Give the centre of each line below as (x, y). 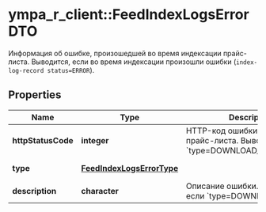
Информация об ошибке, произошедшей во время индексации (115, 53)
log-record (26, 70)
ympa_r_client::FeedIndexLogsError (129, 15)
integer (95, 140)
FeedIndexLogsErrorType (130, 168)
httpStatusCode (43, 140)
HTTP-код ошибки (222, 131)
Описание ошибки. (222, 186)
